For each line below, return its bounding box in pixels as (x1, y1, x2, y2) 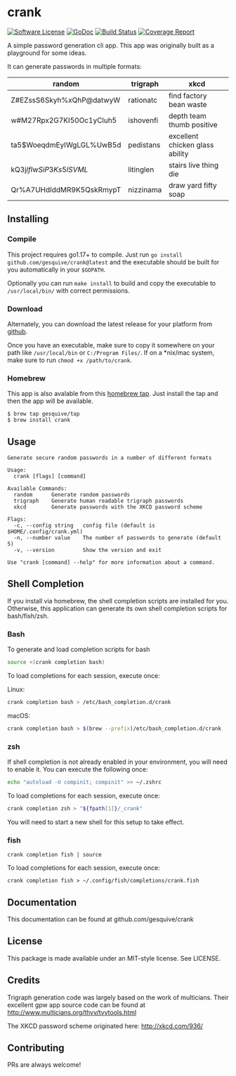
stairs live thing (168, 160, 219, 169)
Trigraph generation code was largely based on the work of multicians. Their (7, 993, 229, 1001)
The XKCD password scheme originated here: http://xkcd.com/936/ (7, 1021, 204, 1030)
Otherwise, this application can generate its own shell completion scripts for (7, 604, 228, 613)
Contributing (7, 1042, 65, 1053)
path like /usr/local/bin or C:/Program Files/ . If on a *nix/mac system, (7, 348, 215, 357)
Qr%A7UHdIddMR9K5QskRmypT (11, 184, 122, 194)
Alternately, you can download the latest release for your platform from (7, 319, 213, 328)
